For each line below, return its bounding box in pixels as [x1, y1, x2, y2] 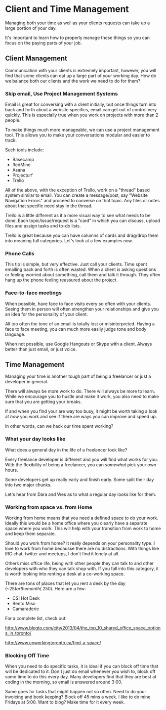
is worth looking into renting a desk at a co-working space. [5, 571, 125, 577]
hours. [5, 467, 18, 473]
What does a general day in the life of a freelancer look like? [5, 446, 127, 453]
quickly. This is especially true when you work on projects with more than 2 [5, 112, 159, 118]
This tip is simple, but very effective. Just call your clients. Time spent [5, 261, 147, 267]
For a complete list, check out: [5, 616, 67, 621]
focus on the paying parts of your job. [5, 40, 82, 45]
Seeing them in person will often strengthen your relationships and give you [5, 306, 159, 312]
